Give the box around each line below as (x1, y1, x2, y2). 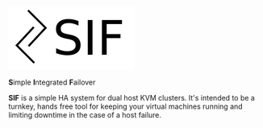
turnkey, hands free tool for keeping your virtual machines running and (8, 101, 244, 111)
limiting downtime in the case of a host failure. (8, 110, 162, 119)
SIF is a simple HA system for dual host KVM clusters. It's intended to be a (8, 93, 256, 102)
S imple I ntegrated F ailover (8, 77, 96, 87)
